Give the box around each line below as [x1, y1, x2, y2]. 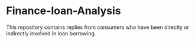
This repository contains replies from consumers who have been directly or [6, 24, 189, 31]
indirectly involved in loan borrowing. [6, 29, 96, 37]
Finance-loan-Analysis [6, 4, 121, 18]
